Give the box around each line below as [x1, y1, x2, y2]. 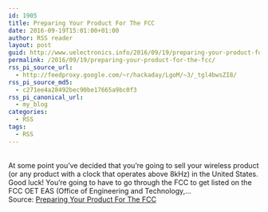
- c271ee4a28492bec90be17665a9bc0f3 [15, 85, 137, 94]
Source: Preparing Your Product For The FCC [8, 194, 157, 204]
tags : [8, 123, 26, 131]
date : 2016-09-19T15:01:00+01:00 [8, 26, 120, 34]
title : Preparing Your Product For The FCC [8, 19, 156, 27]
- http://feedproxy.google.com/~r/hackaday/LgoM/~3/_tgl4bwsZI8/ [15, 71, 238, 79]
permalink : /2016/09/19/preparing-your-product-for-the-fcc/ [8, 57, 216, 65]
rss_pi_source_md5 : [8, 78, 73, 86]
